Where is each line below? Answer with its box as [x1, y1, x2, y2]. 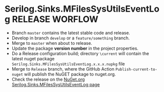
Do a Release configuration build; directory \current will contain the [11, 50, 149, 56]
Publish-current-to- [115, 67, 158, 72]
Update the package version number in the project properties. [11, 45, 138, 51]
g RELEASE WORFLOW [4, 14, 99, 25]
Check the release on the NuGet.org [11, 76, 85, 82]
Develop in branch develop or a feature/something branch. [11, 35, 130, 41]
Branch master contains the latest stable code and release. [11, 30, 131, 36]
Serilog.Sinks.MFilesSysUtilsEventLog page [11, 81, 100, 87]
